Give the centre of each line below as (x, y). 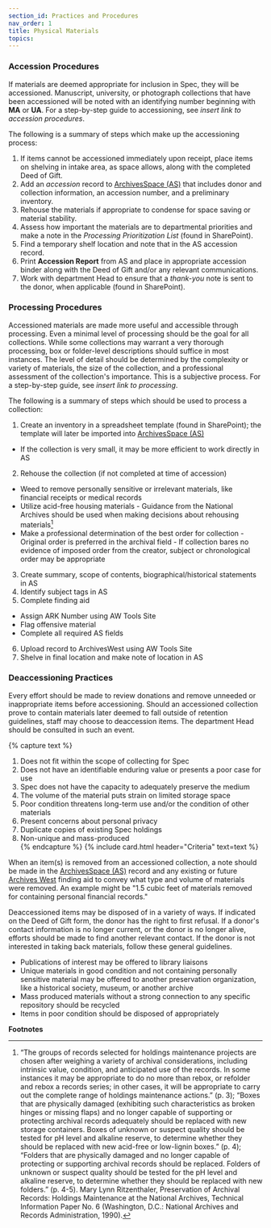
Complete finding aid (55, 600)
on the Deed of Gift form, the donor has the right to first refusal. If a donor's (134, 921)
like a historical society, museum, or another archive (106, 988)
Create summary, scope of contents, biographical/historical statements (138, 574)
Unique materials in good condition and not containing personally (129, 970)
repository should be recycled (70, 1005)
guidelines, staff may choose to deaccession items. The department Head (131, 721)
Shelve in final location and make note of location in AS (111, 657)
